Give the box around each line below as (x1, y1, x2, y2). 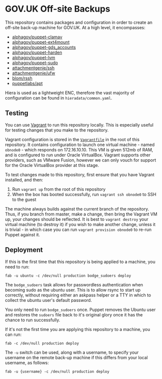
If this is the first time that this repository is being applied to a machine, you (5, 259, 156, 264)
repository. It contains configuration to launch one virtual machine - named (5, 142, 155, 148)
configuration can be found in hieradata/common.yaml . (5, 95, 113, 100)
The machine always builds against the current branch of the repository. (5, 206, 149, 212)
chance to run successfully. (5, 317, 61, 323)
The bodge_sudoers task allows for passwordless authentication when (5, 281, 143, 287)
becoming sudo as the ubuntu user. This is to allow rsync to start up (5, 287, 141, 293)
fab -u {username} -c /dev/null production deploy (5, 369, 110, 374)
